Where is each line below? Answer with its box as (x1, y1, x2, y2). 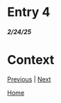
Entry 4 (7, 4, 51, 20)
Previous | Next (7, 74, 51, 84)
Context (7, 51, 55, 68)
